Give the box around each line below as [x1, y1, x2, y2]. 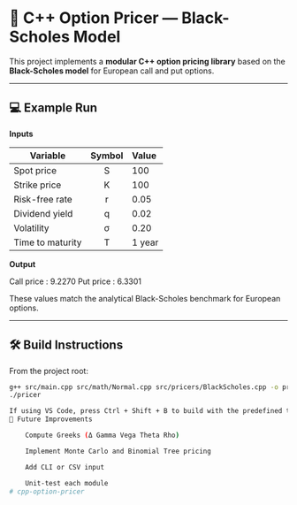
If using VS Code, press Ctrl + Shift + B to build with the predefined [9, 407, 283, 416]
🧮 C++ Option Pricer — [9, 8, 179, 28]
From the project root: [9, 365, 88, 376]
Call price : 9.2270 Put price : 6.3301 [9, 276, 142, 287]
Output [9, 258, 36, 269]
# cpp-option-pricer [9, 486, 86, 496]
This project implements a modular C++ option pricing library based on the [9, 56, 286, 66]
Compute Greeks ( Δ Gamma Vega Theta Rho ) [25, 431, 179, 440]
